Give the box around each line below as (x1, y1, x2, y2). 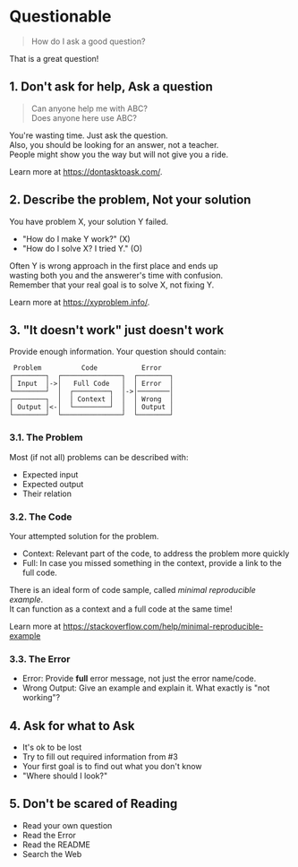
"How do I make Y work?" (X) (21, 233, 132, 244)
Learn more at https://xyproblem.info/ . (9, 296, 150, 307)
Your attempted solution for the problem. (9, 530, 159, 541)
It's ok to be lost (21, 742, 82, 753)
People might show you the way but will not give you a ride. (9, 149, 229, 159)
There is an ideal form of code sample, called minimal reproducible (9, 584, 257, 595)
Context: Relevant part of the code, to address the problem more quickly (21, 548, 290, 559)
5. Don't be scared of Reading (9, 796, 178, 811)
